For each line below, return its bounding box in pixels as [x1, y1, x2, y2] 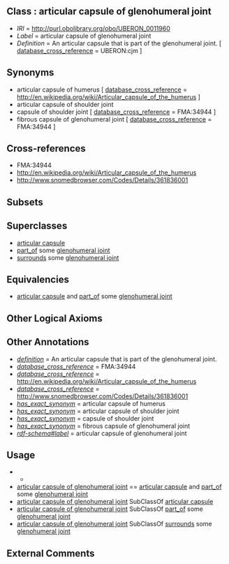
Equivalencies [6, 274, 69, 286]
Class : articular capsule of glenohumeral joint [6, 6, 212, 17]
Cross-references [6, 143, 87, 154]
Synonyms [6, 66, 54, 79]
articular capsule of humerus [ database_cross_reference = [16, 85, 188, 94]
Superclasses [6, 220, 68, 232]
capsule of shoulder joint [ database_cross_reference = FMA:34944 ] [16, 108, 216, 116]
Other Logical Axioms [6, 312, 103, 324]
